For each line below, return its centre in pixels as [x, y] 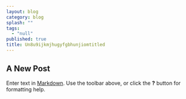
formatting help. [26, 89]
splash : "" [20, 23]
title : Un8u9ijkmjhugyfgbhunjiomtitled [56, 45]
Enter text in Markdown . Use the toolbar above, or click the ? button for [93, 83]
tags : [13, 28]
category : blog [25, 17]
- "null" [22, 34]
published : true [26, 39]
